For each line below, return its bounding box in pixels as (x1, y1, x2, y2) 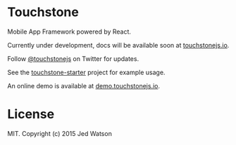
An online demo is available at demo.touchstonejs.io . (7, 81, 161, 90)
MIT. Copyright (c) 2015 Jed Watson (7, 129, 113, 137)
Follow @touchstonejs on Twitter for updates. (7, 54, 139, 63)
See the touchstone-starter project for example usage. (7, 68, 166, 76)
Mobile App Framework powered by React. (7, 27, 132, 36)
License (7, 106, 55, 123)
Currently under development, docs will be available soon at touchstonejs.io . (7, 41, 230, 49)
